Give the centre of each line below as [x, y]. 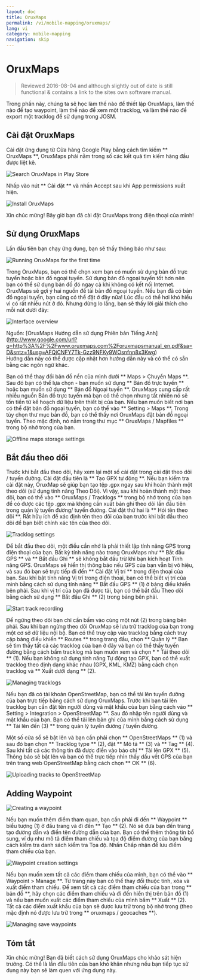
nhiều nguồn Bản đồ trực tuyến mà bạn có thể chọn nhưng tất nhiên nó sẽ [97, 395]
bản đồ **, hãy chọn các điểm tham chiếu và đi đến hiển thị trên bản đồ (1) [98, 894]
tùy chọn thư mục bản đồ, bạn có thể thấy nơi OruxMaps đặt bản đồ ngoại [97, 414]
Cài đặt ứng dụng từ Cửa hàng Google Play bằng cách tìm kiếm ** [87, 150]
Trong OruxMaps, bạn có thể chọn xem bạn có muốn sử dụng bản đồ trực [97, 271]
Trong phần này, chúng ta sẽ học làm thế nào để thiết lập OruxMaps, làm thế [100, 104]
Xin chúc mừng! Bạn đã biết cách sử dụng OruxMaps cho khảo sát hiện [94, 958]
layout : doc [21, 12]
